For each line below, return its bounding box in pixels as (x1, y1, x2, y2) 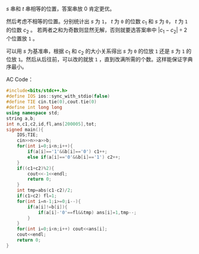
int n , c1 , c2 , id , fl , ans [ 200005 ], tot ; (6, 121, 97, 127)
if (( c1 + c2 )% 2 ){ (17, 165, 55, 171)
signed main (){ (6, 127, 44, 133)
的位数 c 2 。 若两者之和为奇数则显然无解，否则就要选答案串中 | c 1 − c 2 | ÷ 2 (6, 26, 188, 35)
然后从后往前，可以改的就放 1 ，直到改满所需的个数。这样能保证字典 (26, 56, 193, 63)
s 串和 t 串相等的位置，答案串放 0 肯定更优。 (6, 5, 115, 12)
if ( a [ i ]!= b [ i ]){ (27, 204, 68, 210)
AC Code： (6, 76, 34, 83)
